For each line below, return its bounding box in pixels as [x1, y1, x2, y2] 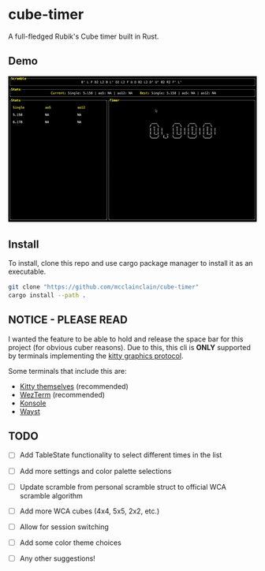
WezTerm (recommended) [19, 390, 105, 399]
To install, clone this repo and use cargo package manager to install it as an [8, 259, 254, 268]
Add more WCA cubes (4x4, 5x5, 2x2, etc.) [19, 506, 160, 516]
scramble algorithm [19, 491, 83, 500]
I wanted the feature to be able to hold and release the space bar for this [8, 334, 244, 344]
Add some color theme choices [19, 538, 122, 547]
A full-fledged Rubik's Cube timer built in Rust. [8, 32, 159, 41]
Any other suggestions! [19, 554, 96, 563]
